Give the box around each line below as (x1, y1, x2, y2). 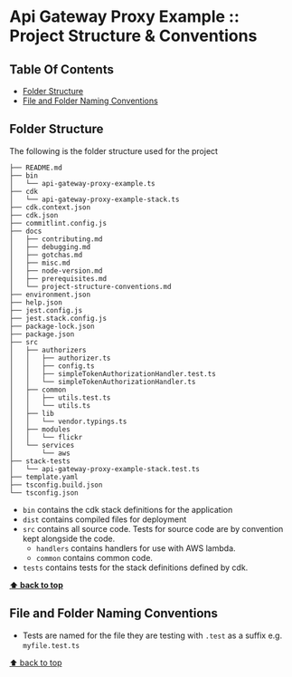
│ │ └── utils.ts (9, 401, 91, 410)
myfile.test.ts (22, 641, 80, 650)
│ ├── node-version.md (9, 266, 103, 276)
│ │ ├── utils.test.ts (9, 392, 111, 402)
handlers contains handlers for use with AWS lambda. (35, 542, 237, 554)
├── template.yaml (9, 472, 79, 481)
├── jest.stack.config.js (9, 314, 107, 323)
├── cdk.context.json (9, 202, 91, 212)
